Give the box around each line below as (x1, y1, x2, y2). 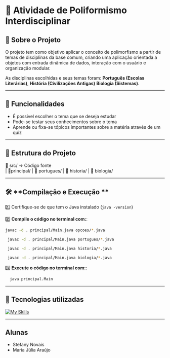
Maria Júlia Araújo (12, 347, 51, 353)
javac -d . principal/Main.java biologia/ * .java (7, 256, 112, 261)
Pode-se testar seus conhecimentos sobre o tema (12, 119, 117, 125)
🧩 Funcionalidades (5, 100, 65, 109)
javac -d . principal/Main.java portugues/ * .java (7, 237, 114, 242)
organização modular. (5, 65, 51, 71)
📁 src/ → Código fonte (5, 162, 52, 168)
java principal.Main (10, 276, 53, 281)
